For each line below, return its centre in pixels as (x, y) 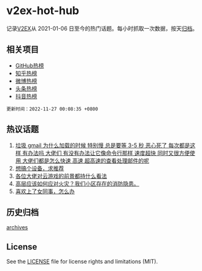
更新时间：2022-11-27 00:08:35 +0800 (52, 109)
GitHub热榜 (29, 66)
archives (17, 227)
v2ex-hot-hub (43, 11)
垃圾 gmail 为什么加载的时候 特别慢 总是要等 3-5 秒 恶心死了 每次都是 (103, 145)
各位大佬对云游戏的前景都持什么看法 (61, 176)
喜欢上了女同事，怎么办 (45, 191)
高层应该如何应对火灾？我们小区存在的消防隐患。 (77, 183)
